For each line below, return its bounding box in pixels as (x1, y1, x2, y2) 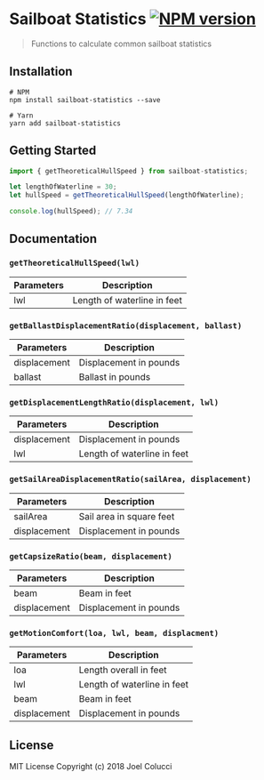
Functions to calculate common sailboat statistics (30, 38, 212, 49)
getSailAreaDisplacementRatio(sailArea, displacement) (9, 474, 252, 485)
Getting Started (9, 143, 97, 158)
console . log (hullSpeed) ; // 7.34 (9, 207, 133, 216)
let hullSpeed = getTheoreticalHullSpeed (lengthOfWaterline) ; (9, 191, 244, 200)
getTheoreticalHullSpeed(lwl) (9, 258, 140, 269)
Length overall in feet (78, 663, 167, 676)
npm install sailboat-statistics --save (9, 95, 162, 104)
